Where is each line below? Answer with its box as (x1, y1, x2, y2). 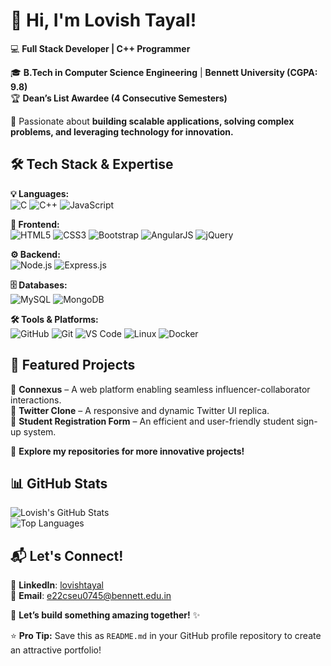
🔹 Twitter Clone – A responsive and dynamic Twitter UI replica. (10, 404, 270, 416)
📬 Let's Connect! (10, 547, 124, 564)
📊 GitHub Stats (10, 475, 108, 492)
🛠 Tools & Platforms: (10, 313, 99, 325)
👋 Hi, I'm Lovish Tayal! (10, 9, 197, 32)
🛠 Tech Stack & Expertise (10, 156, 174, 173)
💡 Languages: (10, 187, 70, 199)
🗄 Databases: (10, 279, 68, 291)
